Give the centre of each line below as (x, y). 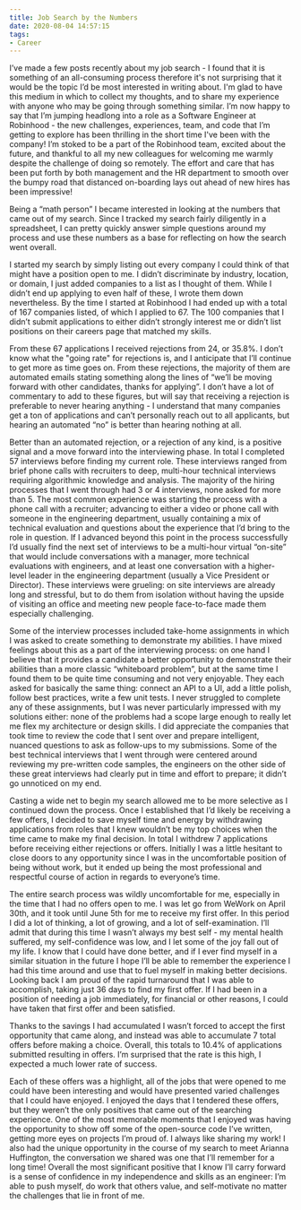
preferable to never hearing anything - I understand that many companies (145, 406)
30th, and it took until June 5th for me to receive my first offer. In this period (149, 913)
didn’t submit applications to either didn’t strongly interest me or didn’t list (146, 322)
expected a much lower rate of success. (83, 1064)
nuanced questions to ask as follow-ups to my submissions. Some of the (143, 746)
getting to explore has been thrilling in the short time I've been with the (140, 134)
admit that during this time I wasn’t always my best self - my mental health (146, 932)
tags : (19, 34)
